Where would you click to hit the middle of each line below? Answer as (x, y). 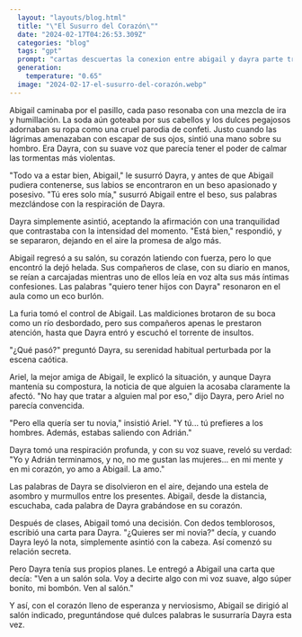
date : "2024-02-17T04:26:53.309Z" (82, 34)
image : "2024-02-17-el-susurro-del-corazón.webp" (112, 84)
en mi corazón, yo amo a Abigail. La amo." (87, 469)
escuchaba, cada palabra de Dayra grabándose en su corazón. (126, 505)
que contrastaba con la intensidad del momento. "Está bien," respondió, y (146, 231)
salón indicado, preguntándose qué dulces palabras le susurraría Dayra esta (151, 615)
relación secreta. (40, 551)
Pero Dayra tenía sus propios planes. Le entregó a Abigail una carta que (142, 569)
